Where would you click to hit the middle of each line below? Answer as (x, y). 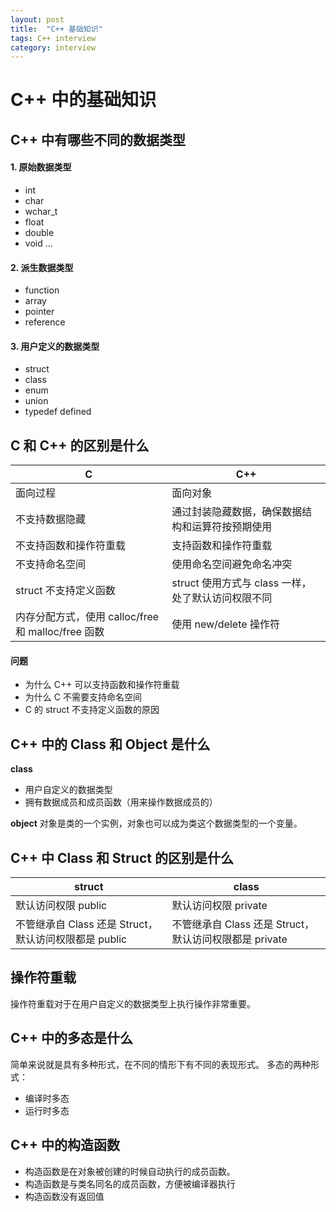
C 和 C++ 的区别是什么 (80, 445)
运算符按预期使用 (232, 527)
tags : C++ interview (53, 38)
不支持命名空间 (51, 564)
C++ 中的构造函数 (65, 1145)
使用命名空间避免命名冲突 (232, 564)
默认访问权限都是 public (71, 939)
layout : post (37, 19)
